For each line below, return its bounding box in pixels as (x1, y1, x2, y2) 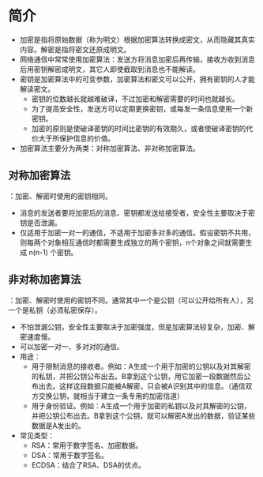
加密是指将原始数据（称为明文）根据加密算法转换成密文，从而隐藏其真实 (19, 35, 255, 44)
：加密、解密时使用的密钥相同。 (8, 191, 112, 201)
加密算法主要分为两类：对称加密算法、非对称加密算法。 (19, 143, 200, 152)
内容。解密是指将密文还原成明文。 (19, 44, 131, 54)
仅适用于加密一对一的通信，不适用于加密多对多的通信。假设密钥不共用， (19, 227, 255, 237)
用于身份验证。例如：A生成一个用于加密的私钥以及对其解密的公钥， (31, 400, 251, 411)
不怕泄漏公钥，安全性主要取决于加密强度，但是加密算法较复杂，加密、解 (19, 321, 255, 332)
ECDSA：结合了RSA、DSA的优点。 (31, 460, 146, 470)
